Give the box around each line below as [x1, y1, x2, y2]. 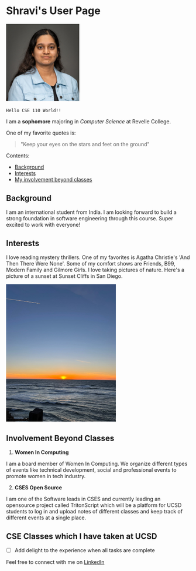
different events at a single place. [6, 514, 87, 521]
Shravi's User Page [6, 4, 101, 18]
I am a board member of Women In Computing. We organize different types [6, 460, 188, 468]
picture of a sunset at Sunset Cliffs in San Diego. [6, 273, 123, 280]
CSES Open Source [14, 484, 63, 491]
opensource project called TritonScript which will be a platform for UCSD [6, 502, 182, 509]
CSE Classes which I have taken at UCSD [6, 531, 157, 541]
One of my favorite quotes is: [6, 129, 76, 136]
